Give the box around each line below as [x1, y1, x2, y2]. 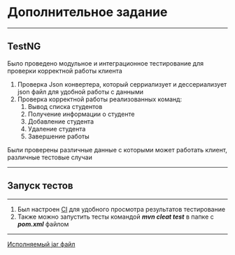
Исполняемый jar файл [7, 240, 76, 248]
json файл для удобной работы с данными [17, 87, 143, 96]
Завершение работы [27, 132, 90, 140]
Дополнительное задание [7, 4, 168, 20]
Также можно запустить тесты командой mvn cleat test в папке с [17, 212, 215, 221]
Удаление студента [27, 124, 86, 133]
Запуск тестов [7, 180, 73, 192]
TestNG [7, 41, 41, 52]
